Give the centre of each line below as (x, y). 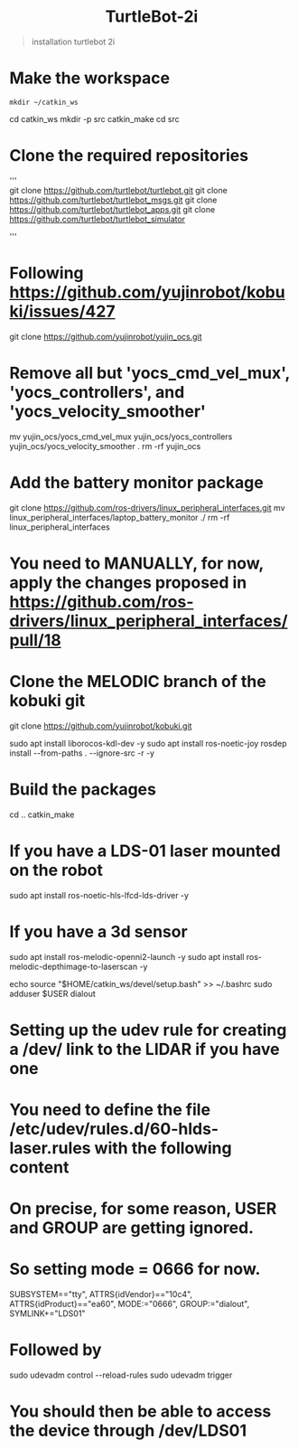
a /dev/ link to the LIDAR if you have (144, 1049)
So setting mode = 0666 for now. (135, 1270)
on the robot (56, 870)
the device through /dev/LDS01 (128, 1431)
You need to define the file (110, 1110)
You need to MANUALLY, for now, (136, 563)
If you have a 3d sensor (98, 931)
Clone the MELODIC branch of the (138, 682)
